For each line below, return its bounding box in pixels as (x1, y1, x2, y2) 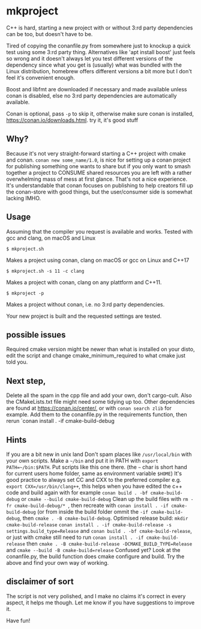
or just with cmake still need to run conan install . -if (6, 533, 144, 541)
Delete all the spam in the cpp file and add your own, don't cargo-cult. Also (6, 392, 192, 399)
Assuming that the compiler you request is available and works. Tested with (6, 228, 193, 235)
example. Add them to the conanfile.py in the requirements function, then (6, 411, 187, 418)
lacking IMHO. (6, 194, 41, 202)
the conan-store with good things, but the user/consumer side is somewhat (6, 188, 193, 195)
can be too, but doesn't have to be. (6, 30, 93, 37)
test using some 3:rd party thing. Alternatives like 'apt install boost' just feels (6, 48, 196, 55)
